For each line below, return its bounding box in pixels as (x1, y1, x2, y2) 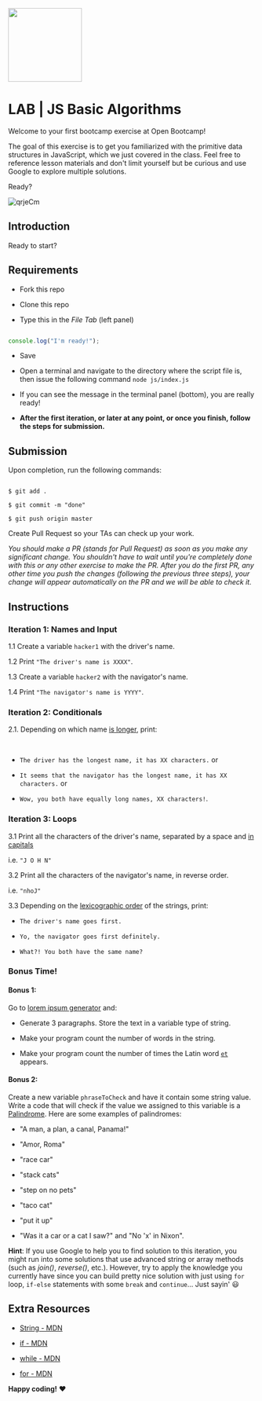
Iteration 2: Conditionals (8, 706, 103, 717)
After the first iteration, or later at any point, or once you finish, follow (19, 413, 251, 423)
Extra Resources (8, 1302, 90, 1315)
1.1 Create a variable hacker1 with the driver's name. (8, 641, 175, 651)
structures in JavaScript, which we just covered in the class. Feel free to (8, 149, 241, 160)
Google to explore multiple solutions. (8, 167, 127, 176)
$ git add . (8, 487, 47, 496)
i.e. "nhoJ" (8, 886, 42, 895)
